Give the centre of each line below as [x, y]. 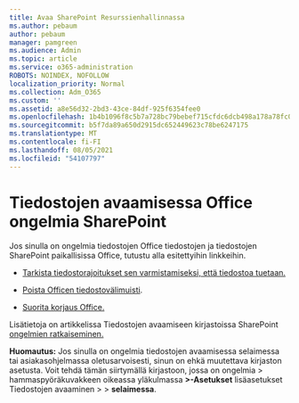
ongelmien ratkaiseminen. [57, 334]
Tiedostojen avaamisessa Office [131, 202]
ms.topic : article [43, 59]
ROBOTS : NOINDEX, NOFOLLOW [59, 76]
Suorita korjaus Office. [63, 308]
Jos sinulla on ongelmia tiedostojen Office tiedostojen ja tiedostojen [133, 246]
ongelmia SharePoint [88, 222]
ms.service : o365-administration [71, 68]
